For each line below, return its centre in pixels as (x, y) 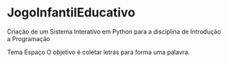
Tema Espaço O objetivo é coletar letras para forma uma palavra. (98, 52)
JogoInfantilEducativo (71, 13)
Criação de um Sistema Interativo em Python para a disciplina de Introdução (114, 32)
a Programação (29, 38)
